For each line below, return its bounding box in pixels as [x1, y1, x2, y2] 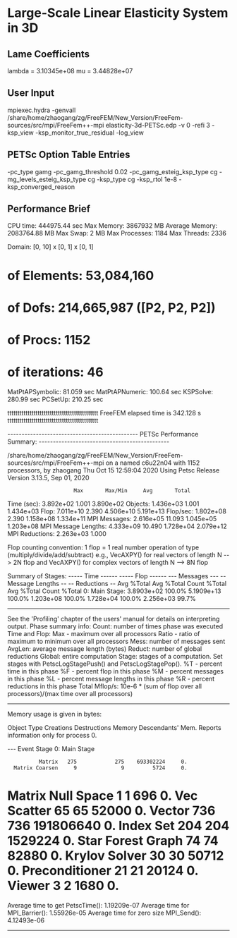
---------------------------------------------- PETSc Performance [7, 430, 199, 438]
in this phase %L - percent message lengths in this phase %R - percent [7, 674, 215, 683]
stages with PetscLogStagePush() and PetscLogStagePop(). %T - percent [7, 659, 223, 668]
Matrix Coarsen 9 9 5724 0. [13, 764, 188, 772]
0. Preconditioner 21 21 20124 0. [7, 863, 199, 879]
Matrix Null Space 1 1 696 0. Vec [7, 788, 198, 804]
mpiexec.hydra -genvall [7, 106, 76, 114]
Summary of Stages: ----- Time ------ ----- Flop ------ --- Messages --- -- [7, 571, 226, 580]
